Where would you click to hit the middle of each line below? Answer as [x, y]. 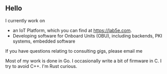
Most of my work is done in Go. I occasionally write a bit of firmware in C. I [83, 61]
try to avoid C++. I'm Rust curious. [41, 66]
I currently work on [25, 20]
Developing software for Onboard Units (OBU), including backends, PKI [87, 35]
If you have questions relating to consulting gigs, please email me [74, 51]
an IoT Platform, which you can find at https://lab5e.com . [72, 30]
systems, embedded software [44, 41]
